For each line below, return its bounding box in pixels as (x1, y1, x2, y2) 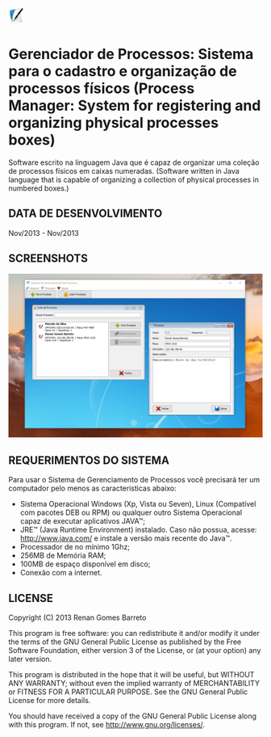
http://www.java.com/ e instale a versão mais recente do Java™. (19, 533, 232, 543)
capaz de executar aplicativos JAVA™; (19, 516, 146, 526)
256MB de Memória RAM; (19, 550, 106, 561)
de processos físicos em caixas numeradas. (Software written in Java (8, 166, 240, 175)
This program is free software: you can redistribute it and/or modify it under (8, 629, 260, 638)
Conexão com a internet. (19, 568, 102, 578)
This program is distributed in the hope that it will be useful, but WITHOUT (8, 670, 255, 680)
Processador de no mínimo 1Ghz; (19, 542, 131, 552)
